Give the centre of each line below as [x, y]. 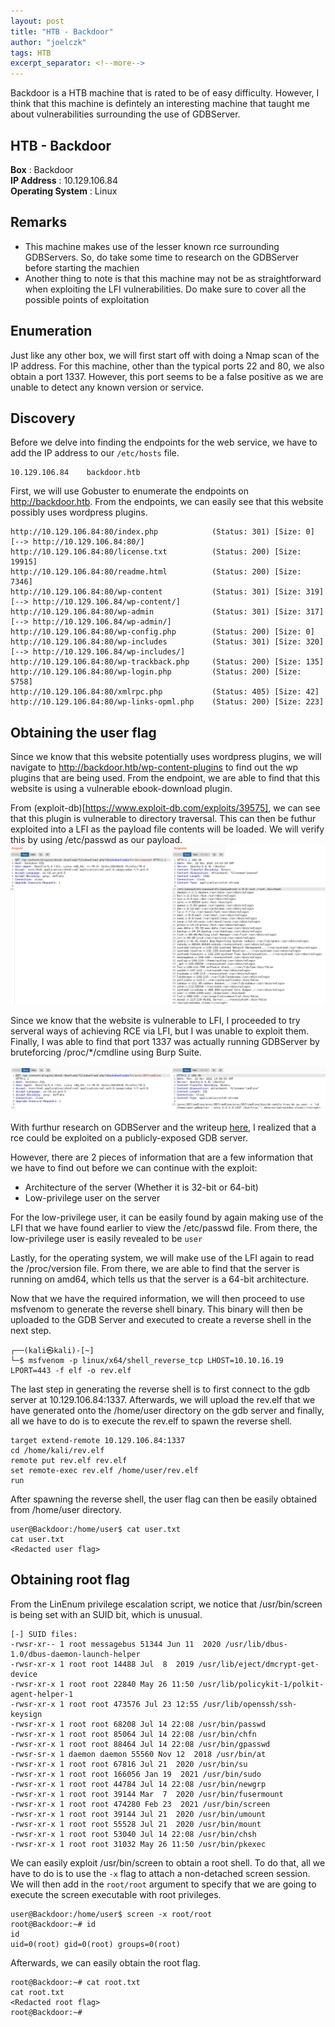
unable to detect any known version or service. [107, 387]
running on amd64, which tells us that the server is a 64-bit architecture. [160, 1279]
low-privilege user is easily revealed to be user [106, 1238]
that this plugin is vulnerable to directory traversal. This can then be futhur [163, 819]
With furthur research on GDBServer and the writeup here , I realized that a [163, 1127]
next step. [31, 1330]
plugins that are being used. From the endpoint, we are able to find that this [165, 778]
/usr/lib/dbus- [256, 1644]
